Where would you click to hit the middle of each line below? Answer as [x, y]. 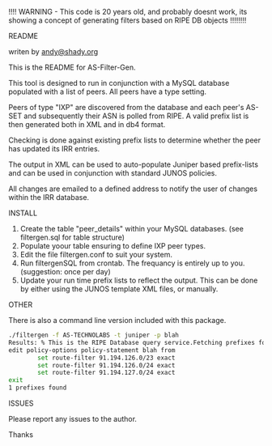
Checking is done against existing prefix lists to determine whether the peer [135, 140]
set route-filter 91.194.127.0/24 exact [106, 373]
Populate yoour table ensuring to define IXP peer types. [113, 246]
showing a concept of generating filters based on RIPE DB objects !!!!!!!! [127, 20]
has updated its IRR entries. [54, 149]
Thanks [21, 435]
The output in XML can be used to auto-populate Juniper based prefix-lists [134, 164]
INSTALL [23, 213]
